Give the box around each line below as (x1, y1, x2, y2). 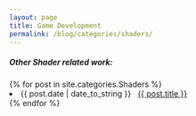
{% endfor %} (9, 98, 61, 109)
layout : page (9, 12, 58, 22)
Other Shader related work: (9, 57, 113, 67)
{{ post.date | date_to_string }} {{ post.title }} (20, 89, 188, 99)
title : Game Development (9, 21, 102, 30)
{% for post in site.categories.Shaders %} (9, 79, 163, 89)
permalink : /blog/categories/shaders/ (9, 29, 153, 38)
